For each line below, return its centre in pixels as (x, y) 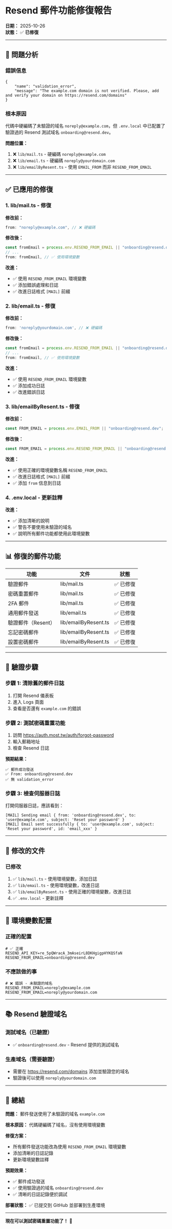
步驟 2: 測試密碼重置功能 (35, 723)
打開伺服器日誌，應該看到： (35, 806)
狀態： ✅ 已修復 (22, 32)
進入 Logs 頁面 (28, 702)
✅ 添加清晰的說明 (31, 521)
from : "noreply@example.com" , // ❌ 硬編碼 (50, 227)
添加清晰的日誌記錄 (33, 1153)
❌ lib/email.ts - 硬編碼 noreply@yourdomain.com (64, 161)
